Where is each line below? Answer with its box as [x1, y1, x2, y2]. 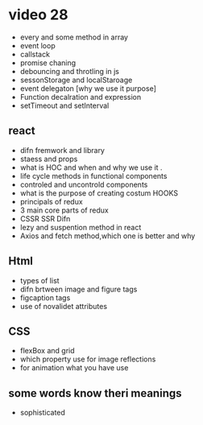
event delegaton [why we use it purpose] [19, 83, 157, 93]
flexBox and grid [19, 346, 75, 356]
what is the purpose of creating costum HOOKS [19, 188, 179, 198]
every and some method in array [19, 32, 129, 42]
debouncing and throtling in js [19, 66, 119, 76]
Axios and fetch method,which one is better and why [19, 231, 196, 241]
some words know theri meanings [8, 386, 182, 400]
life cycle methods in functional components [19, 171, 168, 180]
